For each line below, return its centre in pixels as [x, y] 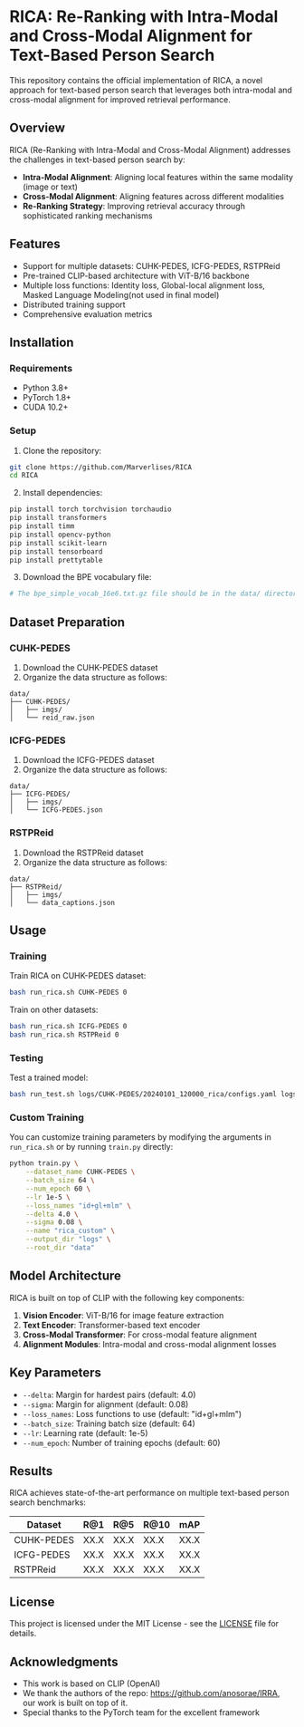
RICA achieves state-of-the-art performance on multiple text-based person [149, 1493]
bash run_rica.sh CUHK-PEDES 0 [68, 993]
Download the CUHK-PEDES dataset [90, 667]
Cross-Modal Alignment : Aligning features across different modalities [153, 196]
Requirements [41, 368]
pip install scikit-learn [58, 543]
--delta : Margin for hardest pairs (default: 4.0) [109, 1394]
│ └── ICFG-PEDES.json [56, 810]
